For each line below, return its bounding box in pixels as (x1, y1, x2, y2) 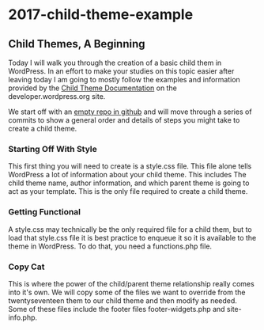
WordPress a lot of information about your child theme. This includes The (8, 170, 247, 180)
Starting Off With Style (8, 143, 97, 154)
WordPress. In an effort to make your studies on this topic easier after (8, 66, 235, 76)
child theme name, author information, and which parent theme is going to (8, 178, 250, 188)
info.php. (8, 313, 38, 322)
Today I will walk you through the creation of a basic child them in (8, 58, 222, 67)
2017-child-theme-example (8, 6, 194, 24)
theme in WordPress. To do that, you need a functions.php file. (8, 241, 212, 251)
